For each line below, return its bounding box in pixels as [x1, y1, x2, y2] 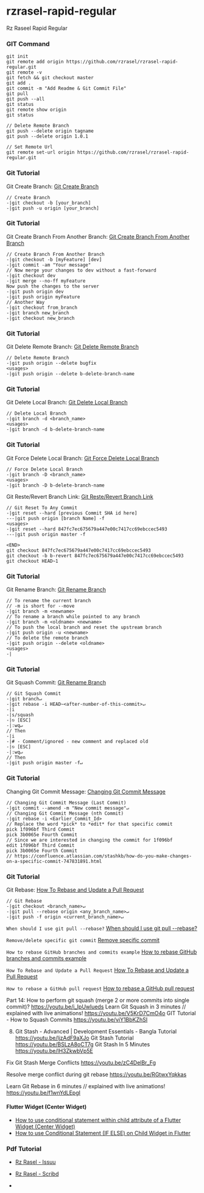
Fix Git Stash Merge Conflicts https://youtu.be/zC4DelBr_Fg [6, 1058, 157, 1066]
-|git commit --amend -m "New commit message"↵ [6, 805, 130, 811]
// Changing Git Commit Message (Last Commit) [6, 800, 127, 806]
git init [6, 54, 29, 60]
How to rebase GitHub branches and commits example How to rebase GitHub [6, 948, 197, 955]
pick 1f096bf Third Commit [6, 826, 75, 832]
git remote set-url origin [6, 149, 75, 156]
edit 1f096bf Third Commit [6, 842, 75, 848]
